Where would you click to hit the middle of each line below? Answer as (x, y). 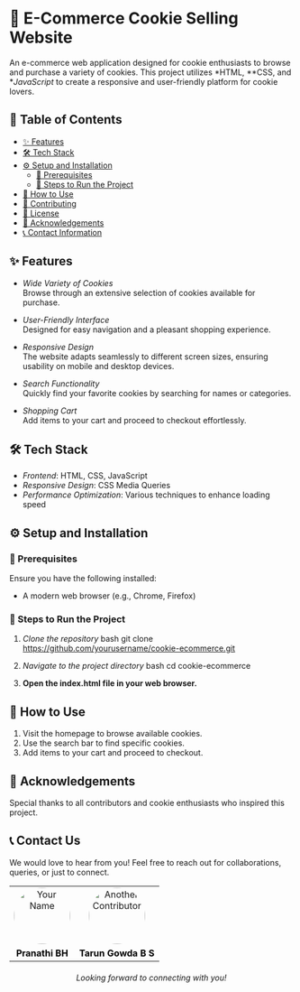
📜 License (41, 213)
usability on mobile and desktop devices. (98, 366)
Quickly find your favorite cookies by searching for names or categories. (157, 393)
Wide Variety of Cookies (68, 283)
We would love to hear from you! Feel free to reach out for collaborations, (145, 862)
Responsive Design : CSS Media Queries (96, 486)
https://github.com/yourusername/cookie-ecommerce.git (129, 648)
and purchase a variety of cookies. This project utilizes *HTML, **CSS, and (150, 72)
